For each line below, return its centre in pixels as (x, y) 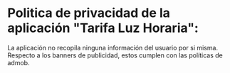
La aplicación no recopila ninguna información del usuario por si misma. (113, 47)
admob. (19, 62)
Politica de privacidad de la (89, 13)
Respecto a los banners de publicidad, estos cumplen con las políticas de (115, 55)
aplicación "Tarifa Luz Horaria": (103, 28)
